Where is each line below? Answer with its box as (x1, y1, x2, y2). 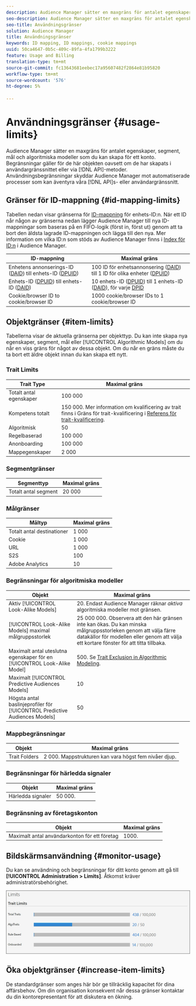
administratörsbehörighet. (6, 879, 69, 886)
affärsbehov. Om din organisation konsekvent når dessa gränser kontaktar (6, 987, 185, 994)
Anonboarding (8, 440, 43, 447)
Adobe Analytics (8, 560, 48, 567)
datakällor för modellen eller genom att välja (76, 633, 182, 640)
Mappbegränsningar (6, 729, 66, 738)
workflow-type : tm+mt (6, 71, 59, 77)
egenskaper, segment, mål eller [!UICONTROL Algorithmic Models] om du (6, 339, 183, 346)
